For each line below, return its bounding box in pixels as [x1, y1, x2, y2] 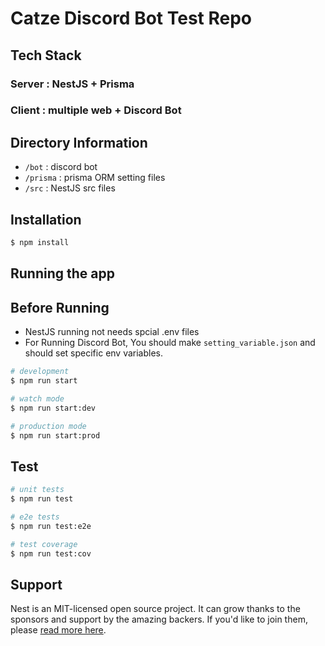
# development [10, 367, 70, 377]
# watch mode [10, 393, 65, 404]
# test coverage [10, 539, 78, 549]
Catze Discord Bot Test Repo [10, 7, 253, 30]
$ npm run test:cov [10, 548, 92, 559]
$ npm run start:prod [10, 430, 101, 441]
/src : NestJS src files [24, 182, 116, 194]
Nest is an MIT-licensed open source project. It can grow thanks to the [10, 603, 301, 615]
